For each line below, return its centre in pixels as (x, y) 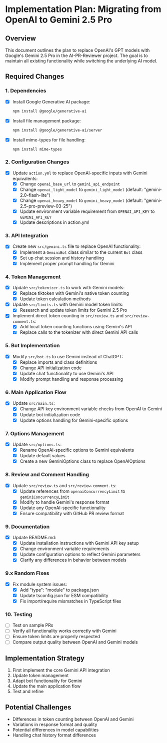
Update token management (40, 676)
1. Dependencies (26, 91)
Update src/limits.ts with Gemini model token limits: (68, 305)
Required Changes (35, 77)
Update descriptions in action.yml (54, 222)
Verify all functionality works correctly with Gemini (64, 631)
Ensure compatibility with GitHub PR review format (72, 513)
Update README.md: (34, 538)
